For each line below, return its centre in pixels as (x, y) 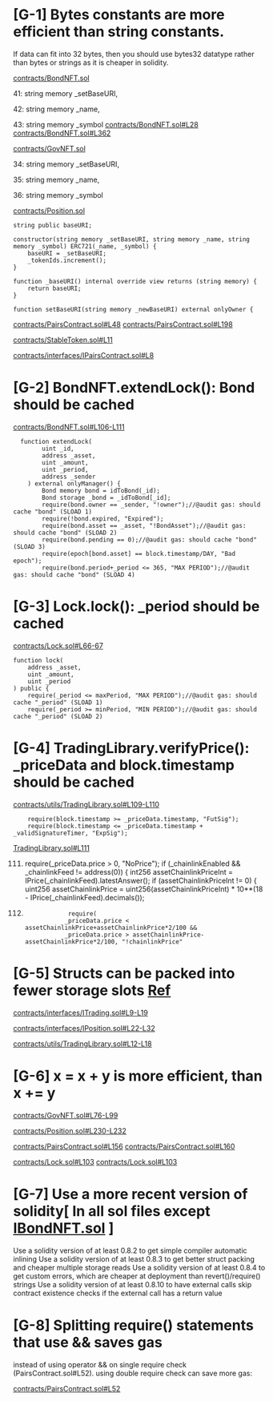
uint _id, (58, 449)
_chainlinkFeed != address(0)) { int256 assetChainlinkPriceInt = (129, 872)
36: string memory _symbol (58, 195)
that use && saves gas (88, 1342)
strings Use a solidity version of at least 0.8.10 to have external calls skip (132, 1284)
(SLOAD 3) (30, 546)
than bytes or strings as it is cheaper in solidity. (91, 62)
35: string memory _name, (56, 179)
